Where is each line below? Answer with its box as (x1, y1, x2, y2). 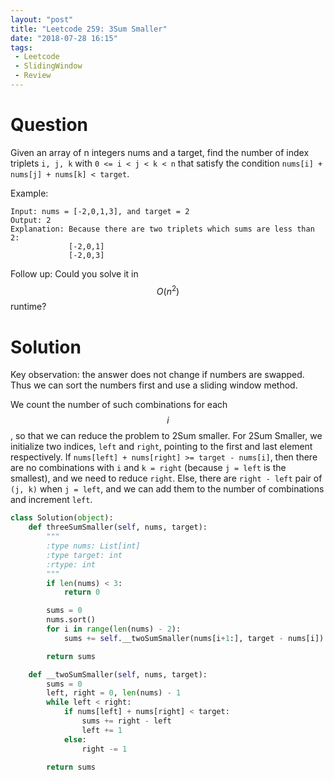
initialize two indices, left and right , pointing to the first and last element (10, 441, 313, 453)
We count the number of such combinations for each (10, 399, 228, 411)
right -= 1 (81, 744, 128, 754)
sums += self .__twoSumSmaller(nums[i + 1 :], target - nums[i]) (63, 633, 325, 643)
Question (10, 114, 88, 136)
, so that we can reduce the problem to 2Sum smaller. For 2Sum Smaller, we (10, 430, 323, 442)
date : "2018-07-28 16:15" (10, 33, 118, 43)
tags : (10, 42, 33, 53)
